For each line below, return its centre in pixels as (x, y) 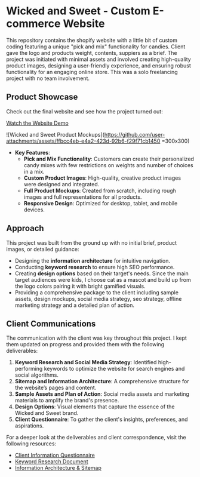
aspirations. (29, 426)
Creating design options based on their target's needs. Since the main (102, 273)
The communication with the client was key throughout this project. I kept (96, 338)
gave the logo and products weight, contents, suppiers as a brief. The (92, 53)
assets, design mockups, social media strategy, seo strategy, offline (98, 298)
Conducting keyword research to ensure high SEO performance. (95, 267)
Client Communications (51, 324)
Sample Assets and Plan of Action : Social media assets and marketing (102, 394)
